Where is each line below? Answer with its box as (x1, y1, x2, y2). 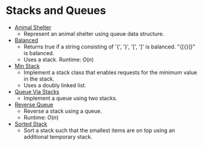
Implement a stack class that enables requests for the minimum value (23, 68, 198, 76)
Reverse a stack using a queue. (23, 107, 103, 114)
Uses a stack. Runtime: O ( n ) (23, 56, 94, 63)
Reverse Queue (14, 101, 53, 108)
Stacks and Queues (5, 4, 106, 18)
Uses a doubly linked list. (23, 81, 86, 88)
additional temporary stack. (23, 133, 92, 140)
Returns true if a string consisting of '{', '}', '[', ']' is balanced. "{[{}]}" (23, 43, 196, 50)
